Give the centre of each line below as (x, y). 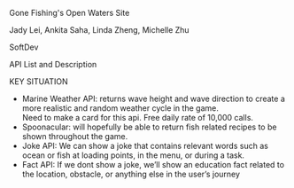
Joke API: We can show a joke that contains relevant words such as (145, 146)
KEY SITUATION (39, 82)
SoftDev (24, 47)
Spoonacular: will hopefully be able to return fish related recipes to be (149, 127)
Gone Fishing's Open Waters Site (70, 13)
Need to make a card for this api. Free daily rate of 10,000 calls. (138, 117)
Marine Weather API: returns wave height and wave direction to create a (154, 98)
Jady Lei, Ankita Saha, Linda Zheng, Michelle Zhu (99, 30)
